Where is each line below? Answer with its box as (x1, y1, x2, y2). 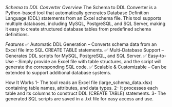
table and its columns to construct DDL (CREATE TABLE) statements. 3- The (5, 90, 166, 96)
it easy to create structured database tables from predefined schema (5, 26, 151, 32)
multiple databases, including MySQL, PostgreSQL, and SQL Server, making (5, 20, 166, 26)
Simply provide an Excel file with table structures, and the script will (18, 59, 162, 64)
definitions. (5, 32, 29, 37)
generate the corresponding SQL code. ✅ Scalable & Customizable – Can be (5, 64, 167, 70)
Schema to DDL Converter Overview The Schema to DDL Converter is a (5, 5, 157, 10)
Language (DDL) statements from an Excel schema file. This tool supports (5, 15, 162, 21)
